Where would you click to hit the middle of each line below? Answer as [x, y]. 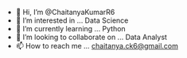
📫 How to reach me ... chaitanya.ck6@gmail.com [97, 46]
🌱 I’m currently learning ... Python [70, 29]
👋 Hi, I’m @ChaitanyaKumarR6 [65, 12]
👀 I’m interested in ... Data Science [72, 20]
